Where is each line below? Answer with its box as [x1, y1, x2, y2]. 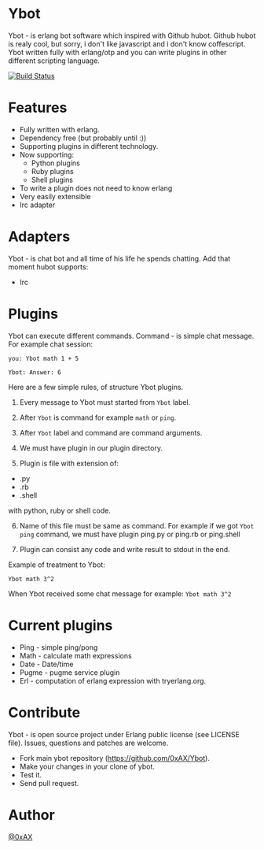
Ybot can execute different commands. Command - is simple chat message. [8, 331, 255, 340]
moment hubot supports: [8, 261, 89, 272]
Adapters [8, 228, 71, 246]
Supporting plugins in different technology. [19, 141, 159, 150]
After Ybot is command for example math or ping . [19, 413, 177, 422]
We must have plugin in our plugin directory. [19, 443, 163, 453]
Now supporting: [19, 150, 75, 159]
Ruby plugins [31, 166, 74, 176]
